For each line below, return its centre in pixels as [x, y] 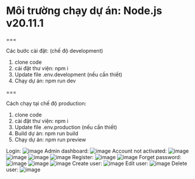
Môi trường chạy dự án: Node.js [84, 11]
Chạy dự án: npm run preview [50, 139]
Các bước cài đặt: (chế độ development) [55, 50]
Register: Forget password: [127, 157]
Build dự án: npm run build [46, 133]
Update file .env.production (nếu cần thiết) [66, 127]
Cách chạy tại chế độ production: [46, 103]
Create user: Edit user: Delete [130, 163]
